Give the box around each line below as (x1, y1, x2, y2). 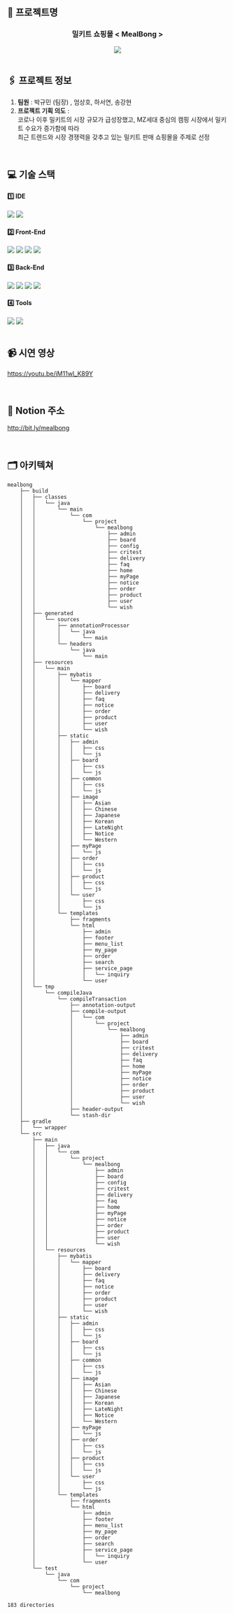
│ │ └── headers (20, 641, 92, 648)
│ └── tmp (20, 984, 55, 991)
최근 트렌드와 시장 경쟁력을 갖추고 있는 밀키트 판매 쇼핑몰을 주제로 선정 (17, 132, 210, 141)
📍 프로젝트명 (7, 6, 58, 19)
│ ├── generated (20, 610, 73, 617)
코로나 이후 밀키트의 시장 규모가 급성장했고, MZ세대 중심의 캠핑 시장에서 (17, 115, 214, 124)
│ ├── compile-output (20, 1008, 127, 1015)
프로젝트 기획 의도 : (17, 106, 70, 115)
